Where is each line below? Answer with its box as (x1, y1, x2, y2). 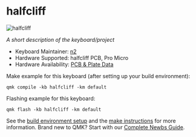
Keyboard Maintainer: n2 (15, 47, 77, 55)
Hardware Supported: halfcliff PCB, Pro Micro (15, 54, 129, 61)
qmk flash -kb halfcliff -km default (6, 106, 102, 113)
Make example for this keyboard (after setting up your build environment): (6, 72, 191, 79)
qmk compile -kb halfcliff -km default (6, 84, 107, 90)
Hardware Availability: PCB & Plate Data (15, 61, 114, 68)
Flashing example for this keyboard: (6, 95, 96, 102)
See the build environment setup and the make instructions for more (6, 117, 177, 124)
